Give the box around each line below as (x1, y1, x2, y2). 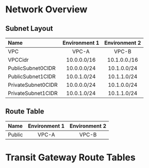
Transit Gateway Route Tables (5, 152, 136, 163)
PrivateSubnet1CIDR (8, 90, 58, 97)
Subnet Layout (5, 24, 53, 33)
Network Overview (5, 4, 87, 15)
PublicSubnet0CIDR (8, 65, 56, 71)
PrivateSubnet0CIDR (8, 81, 58, 88)
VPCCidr (8, 57, 29, 63)
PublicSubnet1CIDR (8, 73, 56, 80)
